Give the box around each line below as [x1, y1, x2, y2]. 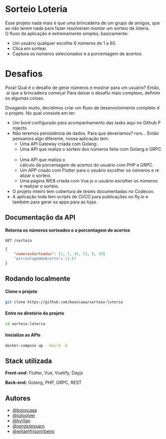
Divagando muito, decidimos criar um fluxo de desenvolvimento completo [5, 104, 156, 110]
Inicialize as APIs [5, 332, 41, 338]
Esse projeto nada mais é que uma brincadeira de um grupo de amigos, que [5, 20, 160, 26]
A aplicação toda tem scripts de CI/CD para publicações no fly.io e [12, 193, 149, 199]
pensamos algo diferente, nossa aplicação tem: [12, 135, 109, 141]
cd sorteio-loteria [5, 321, 46, 326]
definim [144, 89, 160, 95]
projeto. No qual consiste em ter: [9, 110, 76, 116]
